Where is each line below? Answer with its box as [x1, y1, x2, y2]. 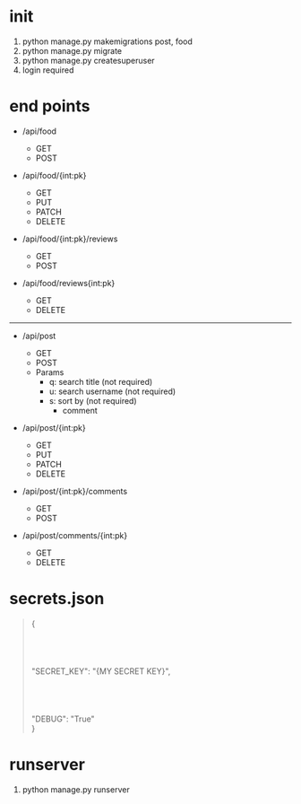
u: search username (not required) [48, 386, 176, 397]
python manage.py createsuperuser [21, 55, 155, 66]
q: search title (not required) [48, 376, 153, 387]
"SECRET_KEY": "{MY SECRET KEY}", [30, 666, 171, 677]
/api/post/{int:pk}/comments [21, 485, 128, 496]
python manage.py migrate [21, 45, 123, 56]
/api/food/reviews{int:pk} [21, 277, 116, 288]
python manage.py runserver [21, 783, 130, 795]
